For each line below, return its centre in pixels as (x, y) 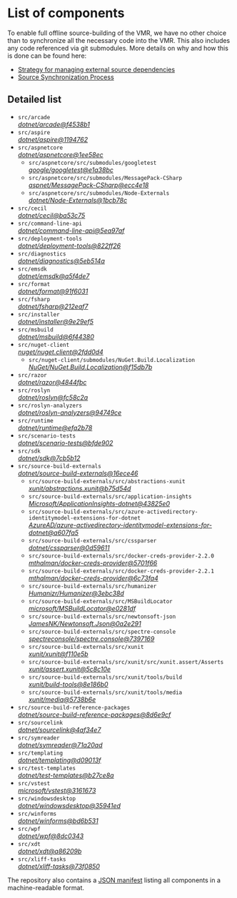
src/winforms (37, 814)
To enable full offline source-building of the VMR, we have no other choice (117, 33)
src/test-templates (47, 768)
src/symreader (39, 738)
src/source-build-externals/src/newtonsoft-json (102, 616)
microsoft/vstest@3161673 (57, 790)
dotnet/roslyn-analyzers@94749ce (70, 413)
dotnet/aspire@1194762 (52, 139)
